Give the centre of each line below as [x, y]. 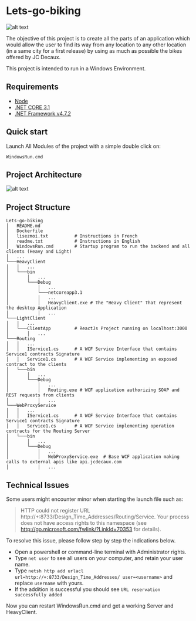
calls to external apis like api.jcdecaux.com [64, 462]
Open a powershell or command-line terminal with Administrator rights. [100, 552]
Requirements [32, 87]
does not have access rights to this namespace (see [84, 523]
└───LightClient [26, 318]
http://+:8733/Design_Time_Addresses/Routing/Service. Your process [105, 517]
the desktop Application [36, 308]
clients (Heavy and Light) [39, 252]
